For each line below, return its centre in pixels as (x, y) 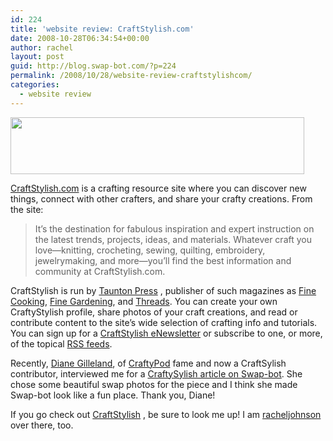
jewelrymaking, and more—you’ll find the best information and (163, 260)
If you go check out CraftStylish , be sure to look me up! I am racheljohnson (166, 414)
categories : (35, 85)
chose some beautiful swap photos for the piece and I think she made (154, 384)
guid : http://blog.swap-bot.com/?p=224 (93, 66)
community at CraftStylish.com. (100, 271)
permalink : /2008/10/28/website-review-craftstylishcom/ (131, 76)
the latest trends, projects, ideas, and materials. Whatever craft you (173, 239)
